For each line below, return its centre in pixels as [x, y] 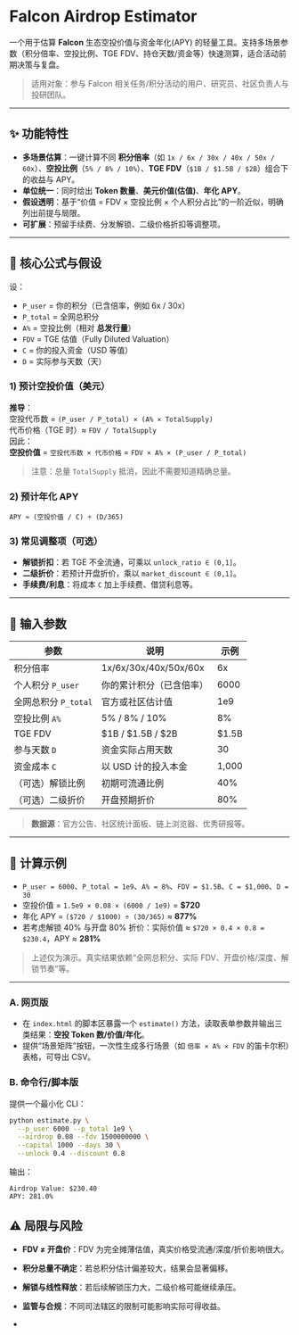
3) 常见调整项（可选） [56, 542]
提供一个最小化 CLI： [48, 1103]
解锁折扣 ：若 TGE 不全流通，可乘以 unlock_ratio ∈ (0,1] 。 [132, 562]
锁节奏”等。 [52, 969]
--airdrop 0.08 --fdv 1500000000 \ [83, 1137]
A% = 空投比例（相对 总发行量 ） [79, 328]
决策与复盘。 [40, 64]
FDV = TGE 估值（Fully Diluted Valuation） [98, 339]
